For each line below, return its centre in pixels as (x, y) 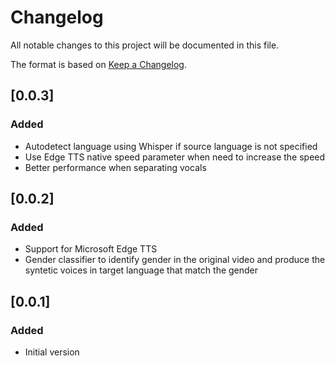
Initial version (52, 352)
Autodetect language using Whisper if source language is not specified (171, 146)
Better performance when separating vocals (115, 167)
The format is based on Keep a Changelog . (98, 64)
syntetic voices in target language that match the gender (141, 270)
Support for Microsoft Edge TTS (91, 249)
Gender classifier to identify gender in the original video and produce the (175, 260)
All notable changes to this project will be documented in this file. (145, 45)
